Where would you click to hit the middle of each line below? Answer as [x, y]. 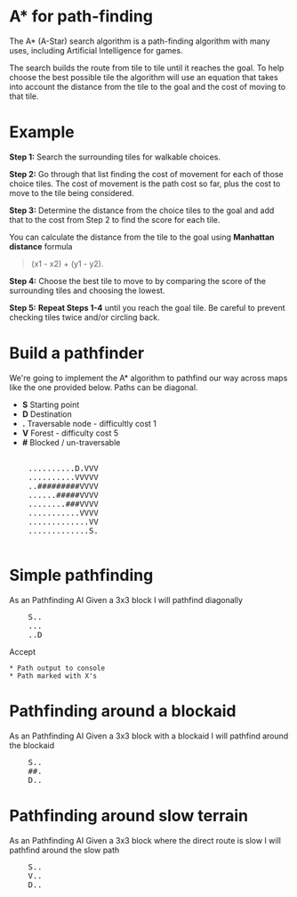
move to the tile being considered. [72, 192]
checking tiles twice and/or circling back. [84, 317]
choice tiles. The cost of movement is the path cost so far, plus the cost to [145, 183]
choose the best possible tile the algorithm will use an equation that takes [144, 77]
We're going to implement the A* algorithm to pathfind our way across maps [148, 378]
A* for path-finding [81, 16]
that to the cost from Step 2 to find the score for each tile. [115, 219]
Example [42, 132]
